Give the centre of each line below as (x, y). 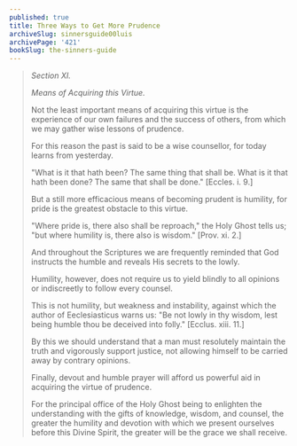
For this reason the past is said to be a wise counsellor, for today (149, 146)
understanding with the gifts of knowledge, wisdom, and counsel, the (157, 414)
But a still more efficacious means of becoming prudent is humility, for (159, 200)
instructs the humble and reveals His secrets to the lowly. (135, 262)
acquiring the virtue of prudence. (91, 387)
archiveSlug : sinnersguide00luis (71, 34)
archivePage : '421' (45, 42)
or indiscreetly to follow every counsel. (102, 288)
